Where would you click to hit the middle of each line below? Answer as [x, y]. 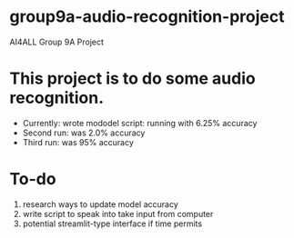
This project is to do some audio [133, 79]
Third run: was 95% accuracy [78, 142]
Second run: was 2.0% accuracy [84, 133]
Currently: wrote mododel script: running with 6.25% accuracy [140, 123]
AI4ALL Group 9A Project [57, 42]
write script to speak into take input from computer [118, 213]
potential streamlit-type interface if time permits [112, 223]
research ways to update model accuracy [101, 204]
